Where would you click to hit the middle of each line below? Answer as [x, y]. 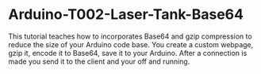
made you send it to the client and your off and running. [99, 61]
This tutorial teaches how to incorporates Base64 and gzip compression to [130, 36]
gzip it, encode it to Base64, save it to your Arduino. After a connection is [128, 53]
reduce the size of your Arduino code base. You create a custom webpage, [131, 44]
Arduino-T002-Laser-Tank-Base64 [126, 15]
